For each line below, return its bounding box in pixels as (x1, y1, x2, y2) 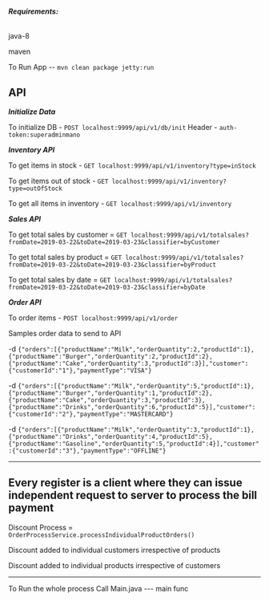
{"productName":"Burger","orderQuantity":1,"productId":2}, (8, 389, 214, 397)
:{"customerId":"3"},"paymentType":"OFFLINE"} (8, 447, 167, 455)
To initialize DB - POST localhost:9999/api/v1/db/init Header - (8, 123, 218, 132)
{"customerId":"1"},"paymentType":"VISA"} (8, 367, 152, 375)
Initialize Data (8, 107, 56, 116)
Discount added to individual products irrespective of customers (8, 560, 221, 570)
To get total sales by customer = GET (8, 229, 128, 240)
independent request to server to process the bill (8, 489, 258, 502)
